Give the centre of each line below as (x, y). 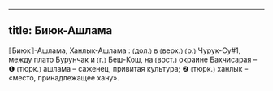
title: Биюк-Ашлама (61, 30)
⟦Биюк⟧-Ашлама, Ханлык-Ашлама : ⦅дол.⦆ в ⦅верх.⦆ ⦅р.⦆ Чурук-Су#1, (125, 50)
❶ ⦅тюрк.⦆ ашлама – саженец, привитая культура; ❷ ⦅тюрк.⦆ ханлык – (128, 68)
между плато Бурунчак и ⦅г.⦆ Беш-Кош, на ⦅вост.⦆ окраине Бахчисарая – (133, 59)
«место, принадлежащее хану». (64, 77)
